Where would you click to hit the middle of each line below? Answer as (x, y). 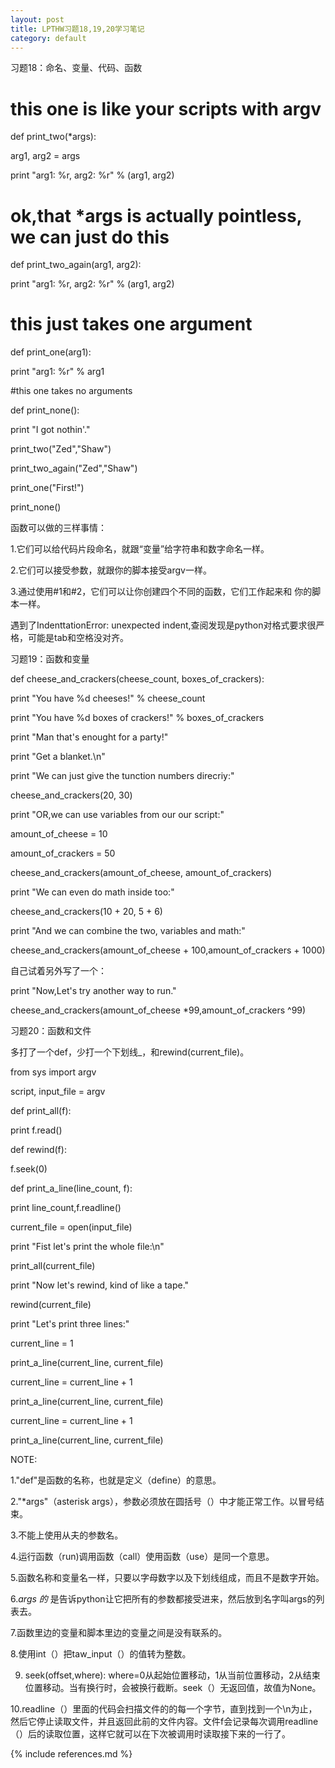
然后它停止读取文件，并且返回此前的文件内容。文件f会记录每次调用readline (164, 1722)
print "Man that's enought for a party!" (89, 737)
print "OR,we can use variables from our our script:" (117, 815)
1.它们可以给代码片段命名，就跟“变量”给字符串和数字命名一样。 (140, 549)
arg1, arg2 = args (45, 156)
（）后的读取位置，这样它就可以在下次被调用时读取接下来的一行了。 (150, 1734)
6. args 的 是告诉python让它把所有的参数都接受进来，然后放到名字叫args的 (163, 1599)
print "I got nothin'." (50, 430)
